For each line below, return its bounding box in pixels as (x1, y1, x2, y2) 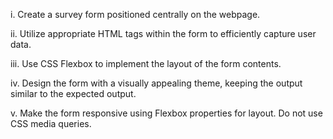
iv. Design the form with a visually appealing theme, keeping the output (10, 77, 303, 89)
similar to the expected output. (10, 88, 137, 99)
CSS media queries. (10, 118, 92, 129)
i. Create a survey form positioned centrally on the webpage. (10, 9, 261, 20)
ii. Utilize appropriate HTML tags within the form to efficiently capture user (10, 28, 317, 39)
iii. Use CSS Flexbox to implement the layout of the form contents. (10, 58, 282, 69)
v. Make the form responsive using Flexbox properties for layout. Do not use (10, 107, 323, 119)
